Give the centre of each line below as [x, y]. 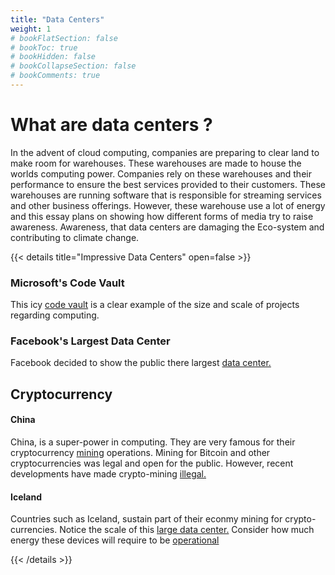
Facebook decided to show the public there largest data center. [141, 363]
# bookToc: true [44, 47]
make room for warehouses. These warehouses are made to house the [156, 163]
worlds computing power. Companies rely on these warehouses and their [161, 173]
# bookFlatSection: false [64, 38]
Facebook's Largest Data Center [90, 341]
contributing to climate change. [75, 237]
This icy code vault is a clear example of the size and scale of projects [155, 305]
